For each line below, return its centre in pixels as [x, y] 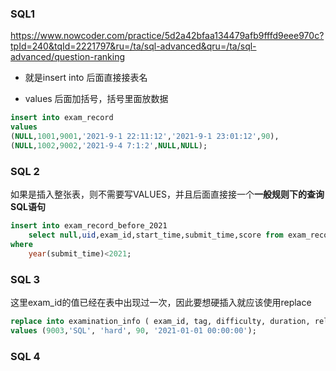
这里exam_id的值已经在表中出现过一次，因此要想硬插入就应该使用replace [161, 302]
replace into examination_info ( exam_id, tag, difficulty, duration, [160, 321]
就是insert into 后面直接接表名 [86, 78]
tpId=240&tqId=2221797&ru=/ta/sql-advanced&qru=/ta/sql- [133, 46]
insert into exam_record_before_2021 [89, 226]
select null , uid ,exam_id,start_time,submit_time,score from [156, 235]
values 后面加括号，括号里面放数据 [96, 99]
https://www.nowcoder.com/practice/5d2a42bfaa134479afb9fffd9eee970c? [167, 36]
